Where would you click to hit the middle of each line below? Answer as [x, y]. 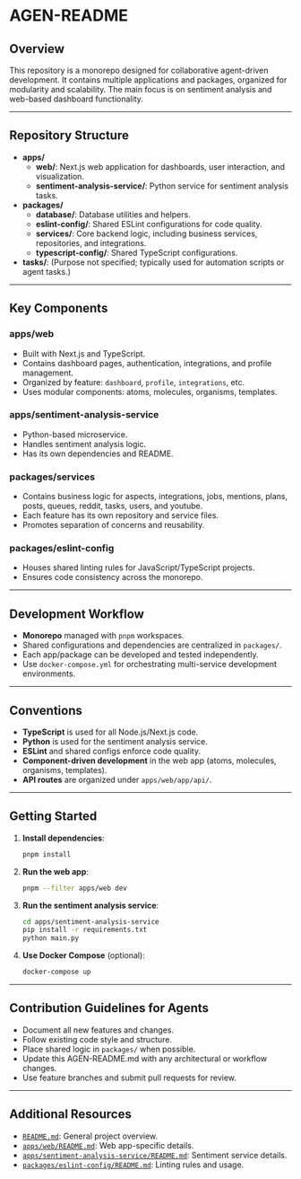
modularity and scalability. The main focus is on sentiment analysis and [141, 89]
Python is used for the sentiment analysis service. [115, 742]
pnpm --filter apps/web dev [74, 888]
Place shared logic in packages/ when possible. [109, 1049]
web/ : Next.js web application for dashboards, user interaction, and [160, 166]
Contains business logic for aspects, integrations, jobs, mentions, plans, [155, 497]
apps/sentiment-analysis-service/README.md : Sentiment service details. [155, 1155]
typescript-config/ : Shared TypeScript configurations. [137, 252]
